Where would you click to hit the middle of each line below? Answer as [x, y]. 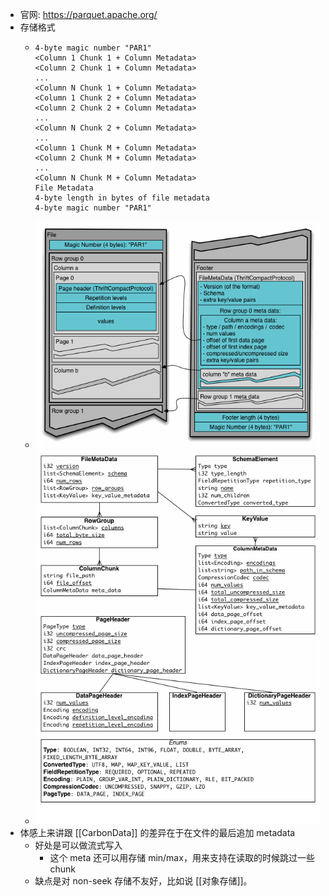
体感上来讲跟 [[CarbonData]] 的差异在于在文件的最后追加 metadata [157, 832]
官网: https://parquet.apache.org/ [88, 14]
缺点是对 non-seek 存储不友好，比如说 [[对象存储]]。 [143, 880]
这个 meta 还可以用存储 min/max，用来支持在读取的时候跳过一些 [182, 857]
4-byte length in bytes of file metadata [122, 198]
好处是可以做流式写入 [78, 845]
